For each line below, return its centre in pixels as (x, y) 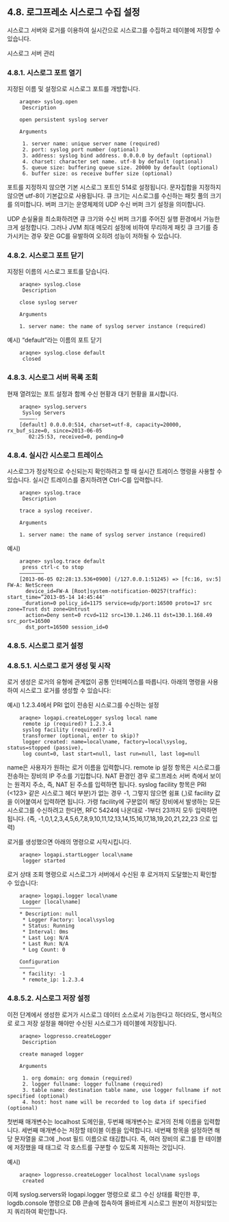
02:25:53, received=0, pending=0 (76, 437)
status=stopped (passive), (45, 748)
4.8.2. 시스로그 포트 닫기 (45, 255)
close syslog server (49, 303)
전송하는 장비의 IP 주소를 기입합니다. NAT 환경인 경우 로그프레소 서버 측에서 (108, 776)
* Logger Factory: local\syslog (68, 920)
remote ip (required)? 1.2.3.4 (67, 724)
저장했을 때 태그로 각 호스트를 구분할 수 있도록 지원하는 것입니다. (100, 1147)
